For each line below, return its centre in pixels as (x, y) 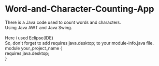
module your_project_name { (34, 48)
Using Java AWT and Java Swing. (39, 27)
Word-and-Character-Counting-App (80, 9)
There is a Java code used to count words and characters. (63, 22)
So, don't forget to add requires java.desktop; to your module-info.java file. (79, 43)
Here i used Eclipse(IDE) (29, 38)
